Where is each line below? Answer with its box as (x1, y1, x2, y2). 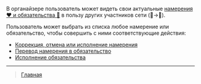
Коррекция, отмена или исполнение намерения (14, 41, 138, 48)
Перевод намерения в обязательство (14, 47, 112, 55)
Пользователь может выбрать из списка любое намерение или (6, 23, 169, 30)
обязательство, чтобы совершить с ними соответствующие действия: (6, 29, 187, 37)
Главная (20, 71, 42, 78)
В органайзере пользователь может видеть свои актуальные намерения (6, 5, 193, 12)
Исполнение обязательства (14, 54, 86, 61)
